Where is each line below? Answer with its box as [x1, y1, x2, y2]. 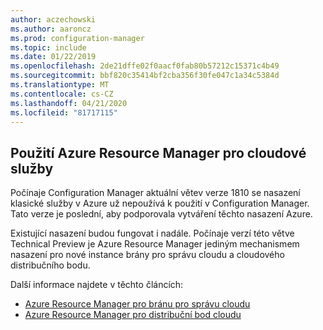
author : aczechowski [10, 14, 97, 25]
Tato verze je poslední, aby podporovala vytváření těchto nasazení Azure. [10, 208, 313, 220]
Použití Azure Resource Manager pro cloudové [10, 144, 307, 161]
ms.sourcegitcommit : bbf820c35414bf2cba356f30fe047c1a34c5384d [10, 71, 280, 81]
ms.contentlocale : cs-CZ [10, 89, 114, 99]
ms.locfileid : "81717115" [10, 107, 118, 118]
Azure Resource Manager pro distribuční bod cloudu [24, 309, 242, 321]
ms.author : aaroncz [10, 24, 92, 34]
